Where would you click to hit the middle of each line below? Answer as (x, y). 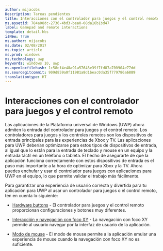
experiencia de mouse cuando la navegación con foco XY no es (76, 239)
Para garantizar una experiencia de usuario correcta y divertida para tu (76, 185)
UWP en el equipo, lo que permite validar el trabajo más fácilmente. (72, 176)
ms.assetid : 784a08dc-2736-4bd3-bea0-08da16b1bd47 (57, 23)
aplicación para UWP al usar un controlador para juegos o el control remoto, (81, 190)
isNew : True (17, 37)
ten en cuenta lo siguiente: (32, 195)
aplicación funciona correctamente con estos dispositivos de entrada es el (80, 161)
